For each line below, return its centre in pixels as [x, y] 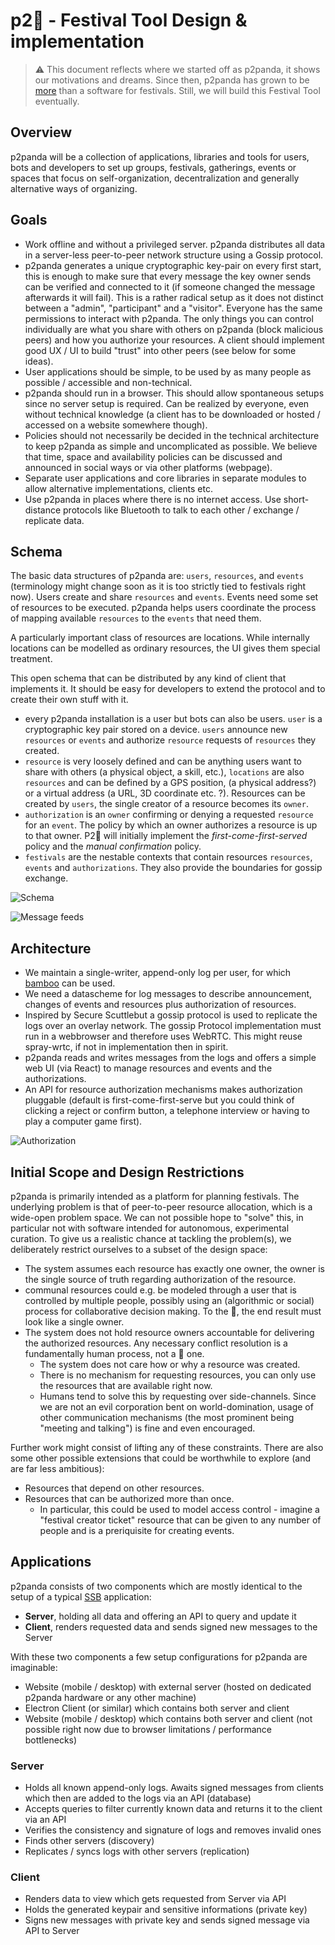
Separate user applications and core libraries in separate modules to [165, 478]
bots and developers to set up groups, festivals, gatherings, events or [153, 167]
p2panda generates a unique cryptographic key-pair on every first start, [173, 265]
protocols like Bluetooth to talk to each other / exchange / [181, 510]
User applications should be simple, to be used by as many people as [168, 371]
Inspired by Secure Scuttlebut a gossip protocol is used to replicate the [171, 1015]
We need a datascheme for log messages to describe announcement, [168, 994]
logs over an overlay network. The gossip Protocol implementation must [173, 1026]
